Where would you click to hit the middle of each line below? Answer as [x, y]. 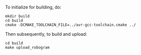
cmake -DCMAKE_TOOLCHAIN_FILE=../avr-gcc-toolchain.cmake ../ [70, 25]
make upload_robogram [27, 48]
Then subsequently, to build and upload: [46, 34]
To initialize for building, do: [33, 7]
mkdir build [17, 16]
